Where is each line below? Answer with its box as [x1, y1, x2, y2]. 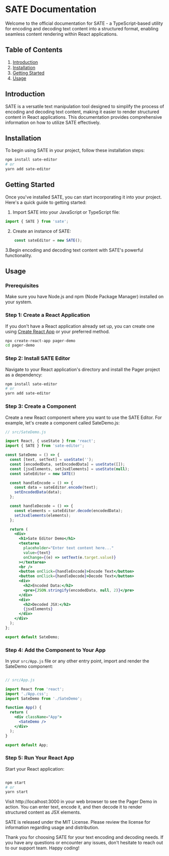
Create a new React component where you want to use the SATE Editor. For [5, 414, 162, 420]
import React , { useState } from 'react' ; [5, 439, 96, 444]
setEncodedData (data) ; [14, 490, 62, 495]
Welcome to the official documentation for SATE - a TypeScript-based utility [5, 20, 163, 26]
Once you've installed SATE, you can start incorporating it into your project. [5, 194, 162, 200]
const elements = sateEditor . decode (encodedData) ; [14, 508, 123, 513]
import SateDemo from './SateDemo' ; [5, 696, 82, 701]
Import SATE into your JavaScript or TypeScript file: [12, 209, 120, 215]
